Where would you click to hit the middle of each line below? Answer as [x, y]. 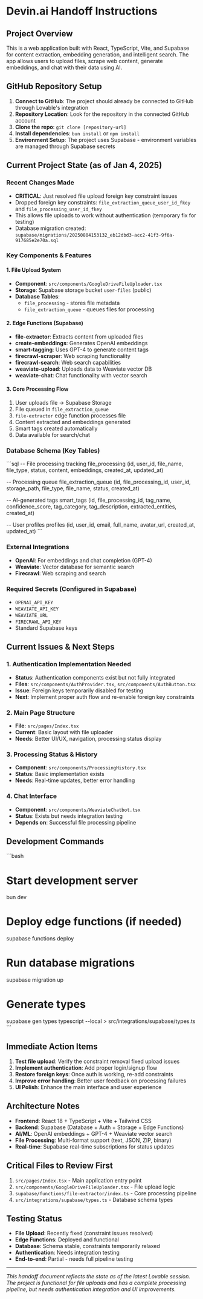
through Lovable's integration [52, 107]
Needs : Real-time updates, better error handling [75, 780]
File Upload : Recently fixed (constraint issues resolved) [84, 1233]
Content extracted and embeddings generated [73, 422]
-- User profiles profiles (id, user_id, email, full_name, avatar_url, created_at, [101, 525]
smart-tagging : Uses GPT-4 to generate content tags [82, 349]
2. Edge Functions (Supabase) [45, 323]
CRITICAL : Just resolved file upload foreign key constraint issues [96, 196]
